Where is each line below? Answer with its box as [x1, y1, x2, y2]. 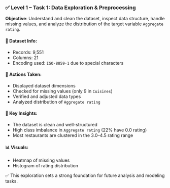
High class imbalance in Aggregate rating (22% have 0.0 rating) [12, 127, 147, 133]
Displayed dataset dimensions [12, 82, 76, 88]
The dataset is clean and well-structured [12, 121, 98, 127]
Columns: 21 [12, 55, 39, 61]
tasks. [5, 178, 18, 184]
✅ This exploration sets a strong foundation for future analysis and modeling [5, 172, 165, 178]
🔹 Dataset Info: [5, 37, 37, 44]
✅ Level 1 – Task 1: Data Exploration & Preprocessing [5, 4, 136, 11]
